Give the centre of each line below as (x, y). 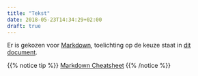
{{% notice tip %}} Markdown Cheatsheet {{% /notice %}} (89, 66)
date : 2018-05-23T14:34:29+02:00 (55, 20)
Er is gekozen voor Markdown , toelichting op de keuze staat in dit (99, 45)
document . (22, 52)
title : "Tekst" (29, 13)
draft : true (24, 26)
